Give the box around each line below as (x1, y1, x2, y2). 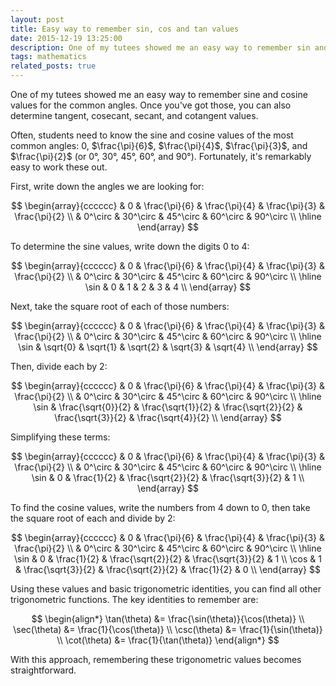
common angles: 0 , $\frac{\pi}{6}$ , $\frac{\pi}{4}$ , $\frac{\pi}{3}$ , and (10, 140, 308, 151)
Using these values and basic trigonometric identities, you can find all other (10, 583, 322, 595)
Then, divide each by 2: (10, 361, 108, 372)
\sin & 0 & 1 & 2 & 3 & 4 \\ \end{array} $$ (84, 281, 252, 293)
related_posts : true (10, 61, 97, 71)
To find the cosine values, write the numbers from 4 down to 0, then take (10, 502, 311, 513)
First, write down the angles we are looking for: (10, 181, 205, 192)
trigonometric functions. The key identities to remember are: (10, 594, 259, 605)
